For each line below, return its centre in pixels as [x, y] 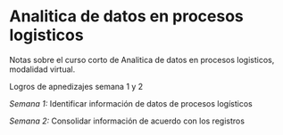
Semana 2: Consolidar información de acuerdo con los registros [127, 121]
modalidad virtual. [42, 69]
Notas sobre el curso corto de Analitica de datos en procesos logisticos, [142, 60]
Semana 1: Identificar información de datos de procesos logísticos [131, 103]
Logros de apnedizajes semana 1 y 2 [76, 86]
